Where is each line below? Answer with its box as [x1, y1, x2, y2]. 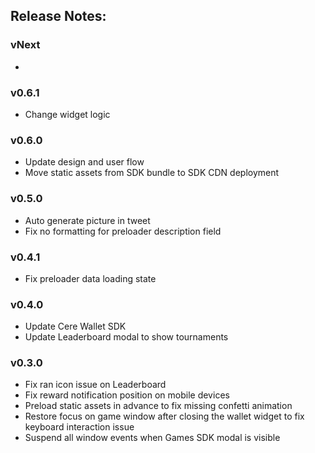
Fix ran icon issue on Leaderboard [24, 379, 167, 391]
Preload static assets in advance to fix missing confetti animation [24, 400, 293, 412]
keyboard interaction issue [24, 421, 135, 433]
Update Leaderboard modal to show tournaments [24, 331, 229, 343]
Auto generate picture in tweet [24, 214, 151, 226]
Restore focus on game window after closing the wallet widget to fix [24, 410, 305, 423]
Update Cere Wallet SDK [24, 320, 127, 333]
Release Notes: [10, 8, 107, 25]
